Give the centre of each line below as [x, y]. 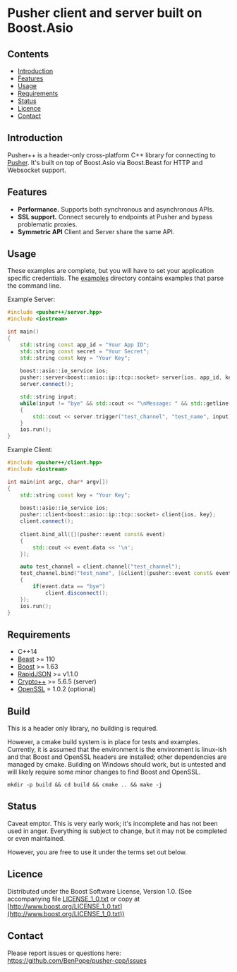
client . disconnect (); [77, 593]
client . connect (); [47, 521]
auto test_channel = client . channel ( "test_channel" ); [101, 567]
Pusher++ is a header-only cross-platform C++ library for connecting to [112, 155]
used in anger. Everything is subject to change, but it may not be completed [117, 831]
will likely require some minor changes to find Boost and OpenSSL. [104, 772]
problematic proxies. [47, 224]
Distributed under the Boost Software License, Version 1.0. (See [100, 891]
